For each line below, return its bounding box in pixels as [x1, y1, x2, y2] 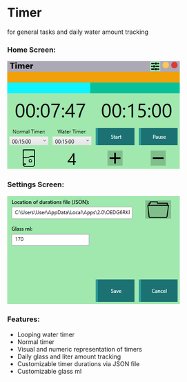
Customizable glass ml [17, 367, 82, 375]
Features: [7, 314, 40, 324]
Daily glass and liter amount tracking [17, 352, 121, 361]
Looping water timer [17, 330, 75, 338]
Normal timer [17, 337, 55, 346]
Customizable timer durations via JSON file [17, 359, 140, 367]
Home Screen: [7, 45, 57, 55]
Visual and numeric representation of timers [17, 345, 143, 353]
